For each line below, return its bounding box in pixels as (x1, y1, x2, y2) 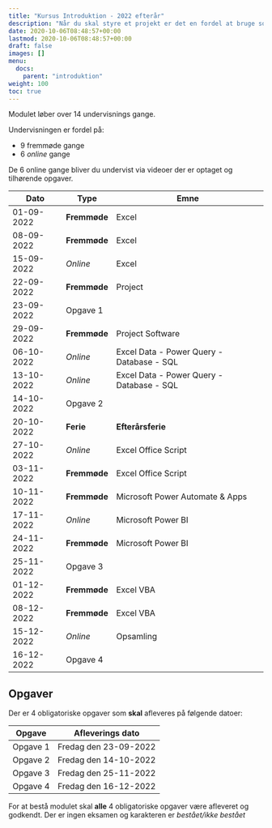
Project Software (116, 328, 181, 339)
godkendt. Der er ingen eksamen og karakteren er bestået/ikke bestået (8, 810, 245, 820)
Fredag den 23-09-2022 (57, 741, 156, 753)
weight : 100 (8, 79, 49, 87)
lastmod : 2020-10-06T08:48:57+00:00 (8, 34, 132, 43)
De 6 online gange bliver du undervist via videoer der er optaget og (8, 165, 233, 175)
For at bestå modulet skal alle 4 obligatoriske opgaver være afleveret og (8, 801, 249, 811)
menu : (8, 58, 27, 66)
